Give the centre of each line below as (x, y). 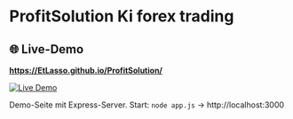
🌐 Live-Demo (47, 49)
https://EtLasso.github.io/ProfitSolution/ (86, 70)
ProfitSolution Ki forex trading (122, 16)
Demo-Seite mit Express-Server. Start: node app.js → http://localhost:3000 (147, 105)
